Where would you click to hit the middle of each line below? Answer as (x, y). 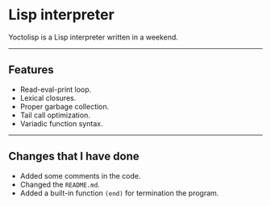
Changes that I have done (74, 157)
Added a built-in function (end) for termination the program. (119, 193)
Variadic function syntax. (61, 123)
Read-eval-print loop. (56, 89)
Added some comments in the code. (80, 175)
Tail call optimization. (55, 115)
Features (31, 70)
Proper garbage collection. (65, 106)
